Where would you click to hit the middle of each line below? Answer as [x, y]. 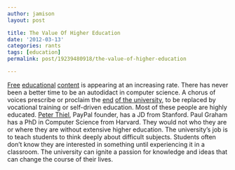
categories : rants [34, 46]
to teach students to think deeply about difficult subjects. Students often [112, 136]
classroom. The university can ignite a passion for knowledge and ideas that [117, 152]
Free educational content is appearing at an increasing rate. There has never [118, 85]
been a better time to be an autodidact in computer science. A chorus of [112, 92]
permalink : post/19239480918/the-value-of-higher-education [97, 59]
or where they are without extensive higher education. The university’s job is [117, 129]
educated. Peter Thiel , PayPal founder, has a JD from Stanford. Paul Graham [117, 114]
